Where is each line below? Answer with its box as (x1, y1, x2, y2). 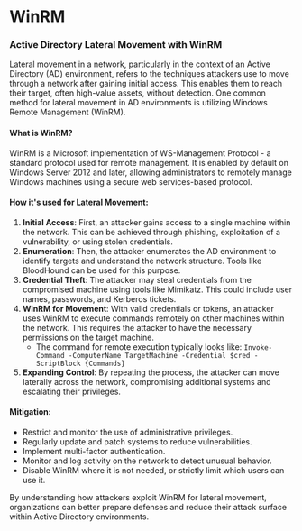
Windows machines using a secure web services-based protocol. (9, 176, 252, 187)
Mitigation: (9, 407, 51, 417)
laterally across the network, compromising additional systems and (22, 376, 272, 387)
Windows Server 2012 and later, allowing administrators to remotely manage (9, 167, 293, 178)
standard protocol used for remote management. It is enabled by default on (9, 157, 288, 168)
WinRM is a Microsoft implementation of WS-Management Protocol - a (9, 147, 272, 159)
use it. (22, 475, 46, 486)
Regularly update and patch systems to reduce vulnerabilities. (22, 436, 252, 447)
